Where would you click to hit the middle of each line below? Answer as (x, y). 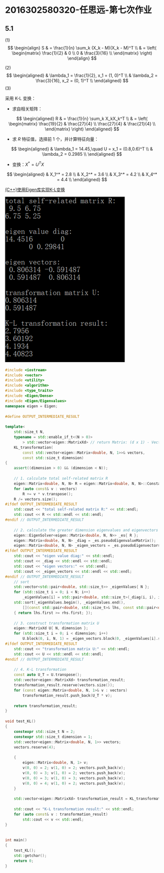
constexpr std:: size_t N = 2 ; (45, 731)
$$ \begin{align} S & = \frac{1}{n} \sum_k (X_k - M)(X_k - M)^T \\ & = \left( (82, 48)
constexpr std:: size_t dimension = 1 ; (53, 737)
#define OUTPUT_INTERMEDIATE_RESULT (42, 416)
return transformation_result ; (46, 706)
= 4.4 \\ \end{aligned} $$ (82, 179)
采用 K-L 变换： (20, 98)
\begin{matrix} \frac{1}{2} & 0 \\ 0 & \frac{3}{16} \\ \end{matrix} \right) (82, 53)
